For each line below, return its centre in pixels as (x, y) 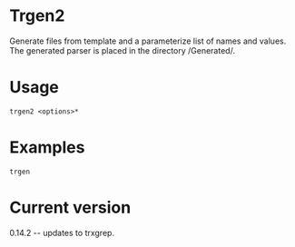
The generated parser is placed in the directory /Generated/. (123, 50)
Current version (70, 207)
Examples (47, 148)
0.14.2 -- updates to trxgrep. (62, 232)
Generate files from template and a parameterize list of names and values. (148, 41)
